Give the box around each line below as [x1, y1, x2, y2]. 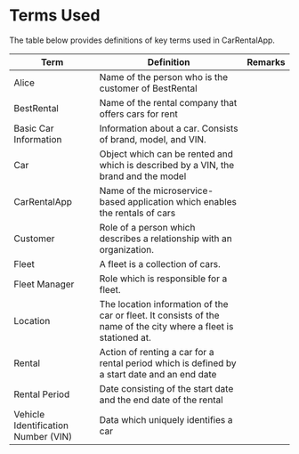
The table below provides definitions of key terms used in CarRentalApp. [9, 35, 276, 45]
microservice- [152, 184, 214, 197]
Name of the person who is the [99, 70, 229, 83]
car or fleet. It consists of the [99, 309, 220, 321]
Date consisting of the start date [99, 382, 234, 394]
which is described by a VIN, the [99, 158, 234, 171]
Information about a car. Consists [99, 122, 238, 134]
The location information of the [99, 297, 229, 310]
